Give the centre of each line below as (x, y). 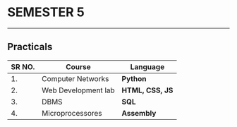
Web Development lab (78, 90)
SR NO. (23, 66)
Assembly (139, 113)
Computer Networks (75, 78)
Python (134, 78)
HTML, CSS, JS (147, 90)
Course (79, 66)
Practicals (30, 47)
